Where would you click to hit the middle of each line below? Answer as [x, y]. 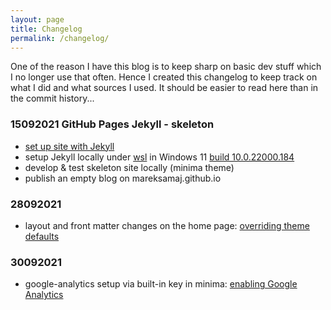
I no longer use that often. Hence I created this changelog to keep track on [164, 77]
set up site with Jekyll [69, 146]
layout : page [37, 19]
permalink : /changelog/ [60, 38]
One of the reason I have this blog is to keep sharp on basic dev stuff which [166, 67]
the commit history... [52, 98]
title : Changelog [46, 29]
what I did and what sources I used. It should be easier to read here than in [164, 88]
